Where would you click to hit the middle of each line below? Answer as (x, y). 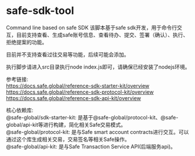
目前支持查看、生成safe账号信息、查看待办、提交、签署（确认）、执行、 (102, 35)
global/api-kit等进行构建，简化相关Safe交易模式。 (66, 125)
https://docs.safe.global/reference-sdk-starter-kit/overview (78, 86)
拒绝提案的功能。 (27, 42)
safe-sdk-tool (40, 11)
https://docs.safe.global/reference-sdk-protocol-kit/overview (80, 92)
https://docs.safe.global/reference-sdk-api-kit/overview (74, 98)
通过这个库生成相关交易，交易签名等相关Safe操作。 (68, 139)
